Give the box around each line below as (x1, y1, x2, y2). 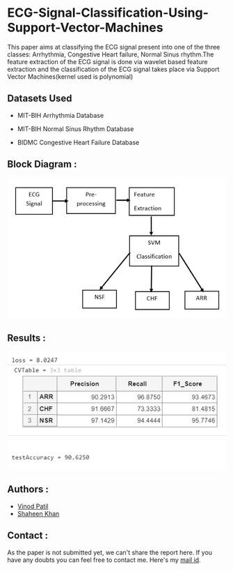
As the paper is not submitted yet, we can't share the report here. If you (7, 548, 213, 556)
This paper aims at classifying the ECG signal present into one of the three (7, 43, 220, 51)
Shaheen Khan (17, 509, 60, 517)
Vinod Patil (17, 502, 49, 510)
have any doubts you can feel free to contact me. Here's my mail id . (7, 556, 201, 564)
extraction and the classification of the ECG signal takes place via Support (7, 65, 220, 73)
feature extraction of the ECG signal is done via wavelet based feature (7, 57, 208, 66)
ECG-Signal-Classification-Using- (7, 5, 209, 21)
